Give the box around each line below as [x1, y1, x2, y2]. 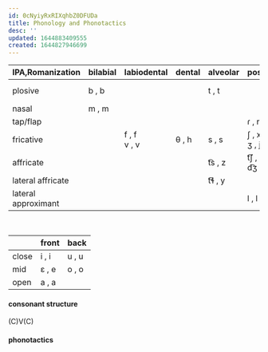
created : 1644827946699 [8, 42, 88, 49]
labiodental [124, 67, 168, 78]
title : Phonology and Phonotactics [8, 19, 127, 27]
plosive [12, 85, 40, 97]
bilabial [88, 67, 117, 78]
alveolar [207, 67, 240, 78]
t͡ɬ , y [207, 175, 226, 186]
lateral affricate [12, 175, 69, 186]
